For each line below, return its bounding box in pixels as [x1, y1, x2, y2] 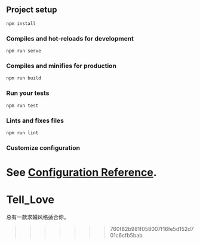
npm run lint [6, 130, 39, 136]
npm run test [6, 103, 39, 109]
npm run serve [6, 48, 42, 54]
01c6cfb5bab [110, 232, 143, 239]
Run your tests [6, 89, 50, 97]
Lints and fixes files [6, 116, 64, 125]
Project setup [6, 5, 58, 15]
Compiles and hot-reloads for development [6, 34, 134, 42]
